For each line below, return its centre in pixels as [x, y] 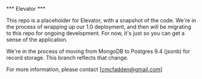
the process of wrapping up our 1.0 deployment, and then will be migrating [99, 27]
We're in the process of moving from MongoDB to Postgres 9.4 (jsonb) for [98, 51]
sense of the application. [37, 39]
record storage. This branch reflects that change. [67, 58]
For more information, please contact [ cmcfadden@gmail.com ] [84, 69]
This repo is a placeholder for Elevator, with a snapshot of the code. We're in [101, 20]
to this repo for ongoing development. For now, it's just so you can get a [96, 33]
